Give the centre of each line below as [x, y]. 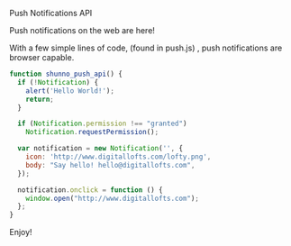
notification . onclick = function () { [91, 190]
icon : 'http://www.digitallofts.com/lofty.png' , [118, 157]
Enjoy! [21, 232]
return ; [40, 99]
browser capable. [42, 57]
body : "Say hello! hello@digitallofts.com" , [110, 165]
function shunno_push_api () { [66, 74]
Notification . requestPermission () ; [92, 132]
